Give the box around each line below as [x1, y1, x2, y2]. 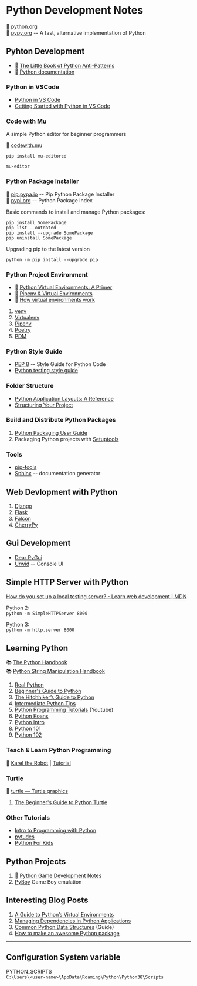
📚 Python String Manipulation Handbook [6, 668, 106, 675]
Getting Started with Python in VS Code [14, 102, 110, 109]
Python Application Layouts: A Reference [14, 395, 114, 402]
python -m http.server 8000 [6, 627, 75, 633]
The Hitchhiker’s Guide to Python [14, 694, 95, 701]
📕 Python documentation [14, 68, 75, 75]
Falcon [14, 515, 31, 522]
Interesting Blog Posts [6, 895, 89, 905]
